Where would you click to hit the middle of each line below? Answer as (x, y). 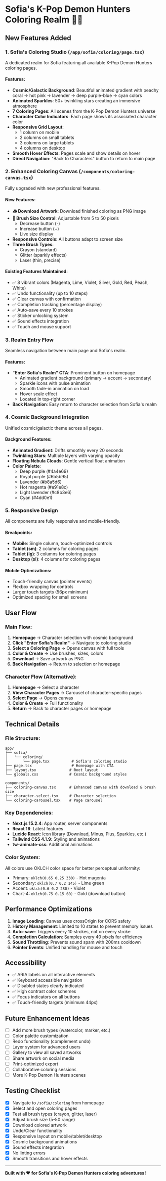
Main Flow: (19, 627)
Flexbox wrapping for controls (43, 587)
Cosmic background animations (45, 1142)
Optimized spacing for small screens (50, 597)
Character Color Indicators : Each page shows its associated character (84, 117)
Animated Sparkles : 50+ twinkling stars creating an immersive (76, 101)
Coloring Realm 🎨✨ (44, 20)
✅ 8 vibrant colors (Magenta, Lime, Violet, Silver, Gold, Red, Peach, (81, 282)
